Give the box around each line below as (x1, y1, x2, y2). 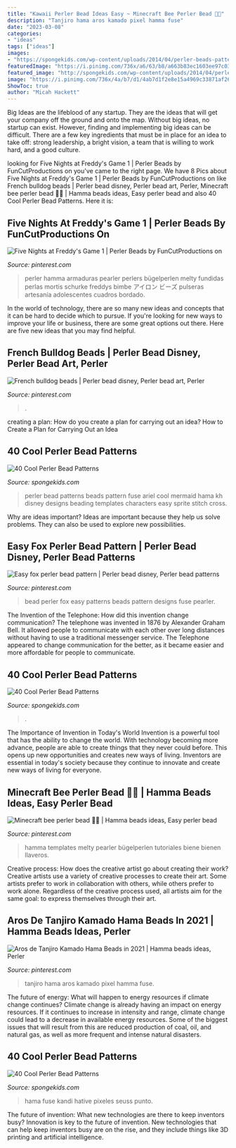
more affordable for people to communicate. (7, 649, 136, 657)
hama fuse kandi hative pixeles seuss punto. (24, 1097, 153, 1105)
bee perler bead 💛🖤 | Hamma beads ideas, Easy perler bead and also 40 (7, 189, 216, 198)
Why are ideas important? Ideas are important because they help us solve (7, 512, 221, 521)
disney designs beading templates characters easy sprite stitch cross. (24, 499, 228, 507)
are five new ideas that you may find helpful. (7, 326, 136, 335)
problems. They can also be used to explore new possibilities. (7, 520, 186, 528)
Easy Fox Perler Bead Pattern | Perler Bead (7, 540, 197, 552)
